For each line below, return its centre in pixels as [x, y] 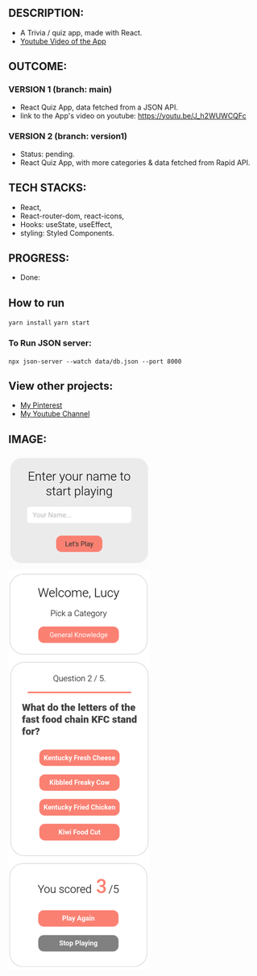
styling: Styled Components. [67, 233]
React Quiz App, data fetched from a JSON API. [99, 107]
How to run [37, 302]
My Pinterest [41, 405]
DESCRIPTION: [46, 13]
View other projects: [61, 386]
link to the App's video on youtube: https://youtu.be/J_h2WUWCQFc [133, 115]
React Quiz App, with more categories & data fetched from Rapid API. [135, 162]
